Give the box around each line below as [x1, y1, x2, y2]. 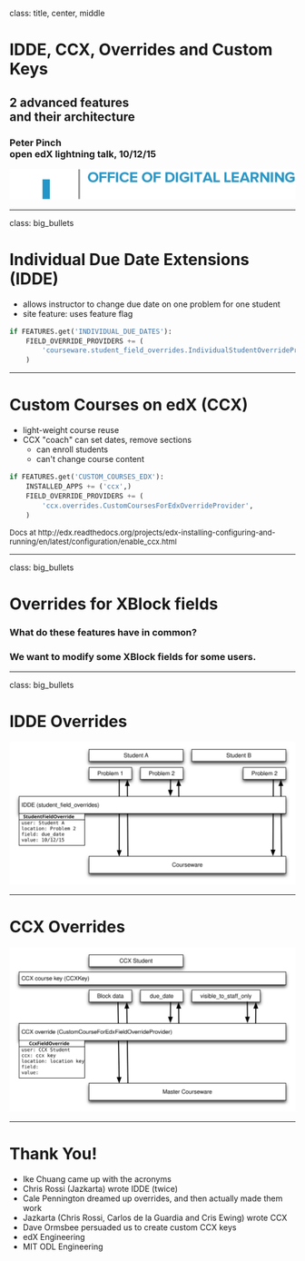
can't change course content [35, 454, 145, 465]
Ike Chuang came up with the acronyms [22, 1173, 172, 1184]
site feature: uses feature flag [22, 308, 133, 319]
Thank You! [9, 1143, 98, 1164]
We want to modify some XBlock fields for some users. [9, 650, 257, 663]
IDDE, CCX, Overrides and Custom [9, 40, 273, 60]
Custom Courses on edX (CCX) [9, 395, 249, 416]
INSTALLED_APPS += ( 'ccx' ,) [25, 482, 132, 491]
